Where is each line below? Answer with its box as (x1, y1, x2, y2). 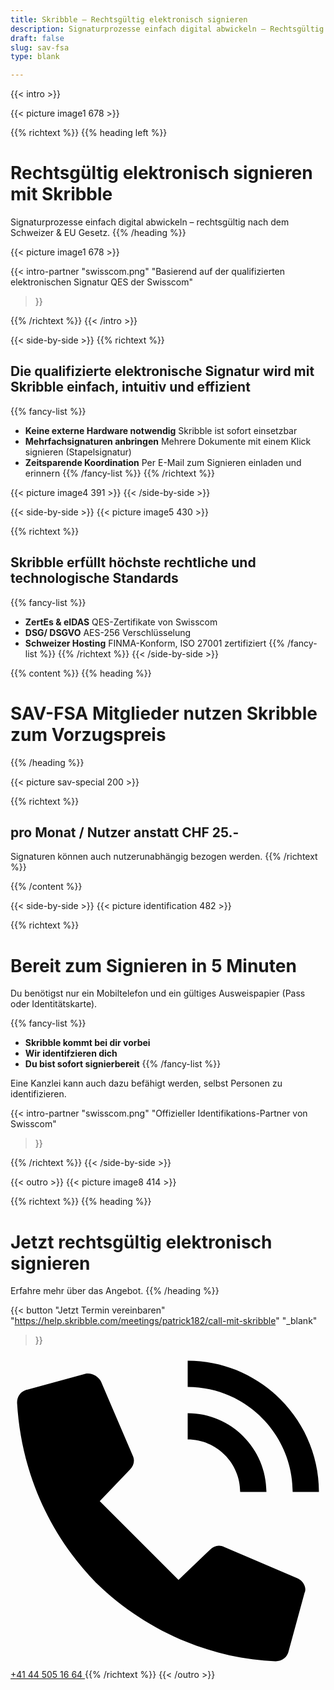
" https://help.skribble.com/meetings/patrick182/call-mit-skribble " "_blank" (10, 1315, 318, 1327)
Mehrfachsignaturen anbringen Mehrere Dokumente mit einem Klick (24, 435, 312, 447)
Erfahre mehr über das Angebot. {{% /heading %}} (10, 1285, 220, 1297)
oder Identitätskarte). (10, 998, 98, 1010)
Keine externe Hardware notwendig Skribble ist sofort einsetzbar (24, 424, 298, 436)
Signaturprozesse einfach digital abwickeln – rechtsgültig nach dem (10, 216, 290, 228)
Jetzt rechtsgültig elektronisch (10, 1231, 273, 1253)
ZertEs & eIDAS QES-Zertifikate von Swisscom (24, 616, 218, 628)
